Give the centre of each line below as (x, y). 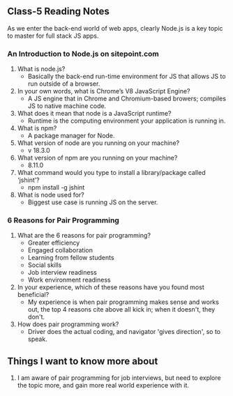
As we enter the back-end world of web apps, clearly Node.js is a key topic (115, 28)
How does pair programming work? (68, 324)
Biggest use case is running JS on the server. (93, 202)
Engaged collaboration (60, 250)
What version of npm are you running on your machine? (97, 158)
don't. (36, 317)
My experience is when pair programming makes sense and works (123, 302)
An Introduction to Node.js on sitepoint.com (83, 54)
